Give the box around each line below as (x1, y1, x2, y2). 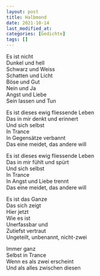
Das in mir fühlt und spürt (6, 159, 69, 165)
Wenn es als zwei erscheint (6, 258, 74, 265)
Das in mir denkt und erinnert (6, 115, 78, 122)
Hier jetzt (6, 208, 29, 215)
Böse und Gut (6, 78, 40, 85)
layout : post (6, 8, 39, 15)
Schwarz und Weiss (6, 66, 55, 72)
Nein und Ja (6, 85, 37, 91)
